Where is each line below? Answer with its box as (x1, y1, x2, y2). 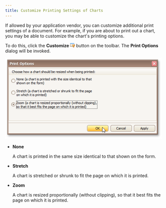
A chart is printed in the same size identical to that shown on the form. (12, 153, 157, 159)
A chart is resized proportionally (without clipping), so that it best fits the (12, 192, 161, 198)
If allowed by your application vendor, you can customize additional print (5, 22, 154, 28)
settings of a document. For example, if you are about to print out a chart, (5, 27, 156, 33)
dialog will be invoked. (5, 48, 51, 54)
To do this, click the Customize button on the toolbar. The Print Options (5, 42, 159, 48)
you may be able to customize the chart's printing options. (5, 33, 125, 39)
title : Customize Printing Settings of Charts (5, 8, 103, 13)
